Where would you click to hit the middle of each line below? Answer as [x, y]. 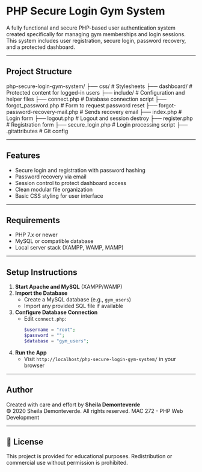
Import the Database [41, 293]
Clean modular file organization [54, 189]
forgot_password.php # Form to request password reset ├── [82, 105]
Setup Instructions [42, 272]
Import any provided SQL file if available [73, 306]
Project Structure [39, 71]
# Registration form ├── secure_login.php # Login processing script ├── [97, 124]
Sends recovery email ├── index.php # [133, 112]
